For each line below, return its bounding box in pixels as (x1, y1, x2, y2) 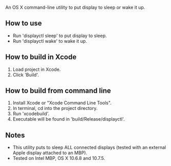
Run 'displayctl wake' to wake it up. (12, 38, 87, 44)
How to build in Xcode (5, 53, 77, 62)
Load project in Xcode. (12, 66, 61, 72)
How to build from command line (5, 87, 111, 95)
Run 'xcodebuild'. (12, 110, 50, 117)
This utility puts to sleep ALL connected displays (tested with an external (12, 145, 166, 151)
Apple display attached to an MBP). (12, 150, 88, 156)
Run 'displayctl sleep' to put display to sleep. (12, 33, 107, 39)
